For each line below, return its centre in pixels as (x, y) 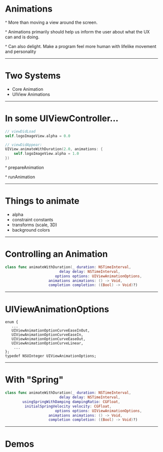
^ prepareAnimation (24, 167)
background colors (31, 230)
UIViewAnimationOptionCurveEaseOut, (49, 339)
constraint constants (33, 220)
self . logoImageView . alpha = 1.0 (46, 154)
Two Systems (33, 76)
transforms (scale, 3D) (34, 225)
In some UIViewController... (62, 119)
